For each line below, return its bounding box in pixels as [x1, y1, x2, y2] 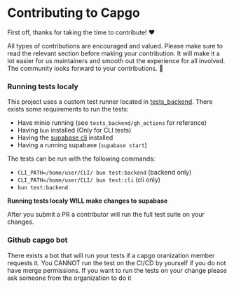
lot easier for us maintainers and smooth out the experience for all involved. [7, 56, 226, 65]
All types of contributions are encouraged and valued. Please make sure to [7, 41, 223, 50]
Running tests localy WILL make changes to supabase [7, 196, 168, 205]
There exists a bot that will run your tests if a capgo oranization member [7, 251, 215, 260]
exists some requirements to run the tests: [7, 105, 129, 114]
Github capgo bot [7, 235, 68, 245]
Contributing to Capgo [7, 5, 140, 21]
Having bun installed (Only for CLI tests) [17, 126, 132, 135]
